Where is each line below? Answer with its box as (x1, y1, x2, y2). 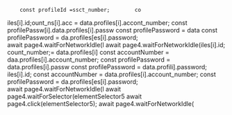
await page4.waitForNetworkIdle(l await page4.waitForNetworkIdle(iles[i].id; (7, 41, 226, 48)
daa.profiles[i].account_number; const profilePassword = (7, 55, 171, 64)
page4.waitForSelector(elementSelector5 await (7, 92, 142, 100)
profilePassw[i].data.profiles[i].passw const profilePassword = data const (7, 26, 217, 34)
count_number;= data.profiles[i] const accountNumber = (7, 48, 169, 56)
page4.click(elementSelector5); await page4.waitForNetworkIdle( (7, 100, 194, 107)
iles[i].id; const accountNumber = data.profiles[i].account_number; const (7, 70, 217, 78)
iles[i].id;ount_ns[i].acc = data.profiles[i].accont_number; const (7, 19, 188, 27)
